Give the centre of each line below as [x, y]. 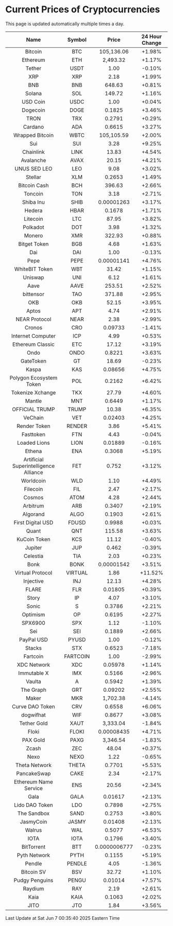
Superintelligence [33, 466]
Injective [33, 581]
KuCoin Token [33, 539]
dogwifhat [34, 715]
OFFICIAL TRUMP [33, 409]
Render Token [33, 426]
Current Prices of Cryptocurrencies [83, 10]
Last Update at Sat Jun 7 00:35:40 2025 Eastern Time [63, 918]
